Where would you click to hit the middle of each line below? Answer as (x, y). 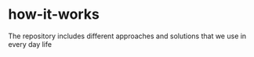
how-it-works (54, 14)
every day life (30, 44)
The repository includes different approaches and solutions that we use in (127, 36)
